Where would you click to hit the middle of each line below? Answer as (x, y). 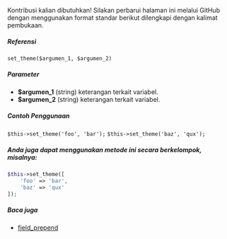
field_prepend (38, 228)
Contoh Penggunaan (39, 115)
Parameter (23, 74)
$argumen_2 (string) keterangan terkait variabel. (89, 99)
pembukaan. (25, 25)
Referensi (22, 41)
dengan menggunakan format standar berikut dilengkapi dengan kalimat (112, 18)
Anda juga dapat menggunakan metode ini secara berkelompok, (105, 150)
